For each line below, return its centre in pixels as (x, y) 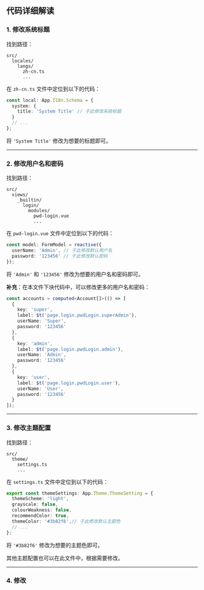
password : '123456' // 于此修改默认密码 (60, 256)
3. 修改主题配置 (29, 428)
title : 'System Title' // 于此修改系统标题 (69, 112)
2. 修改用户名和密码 (35, 164)
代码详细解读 (30, 11)
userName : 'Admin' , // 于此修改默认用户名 (62, 250)
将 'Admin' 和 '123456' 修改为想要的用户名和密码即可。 (75, 274)
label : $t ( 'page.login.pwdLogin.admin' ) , (70, 349)
